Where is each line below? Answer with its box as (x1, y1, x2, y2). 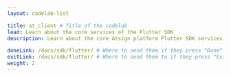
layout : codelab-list (7, 10, 69, 17)
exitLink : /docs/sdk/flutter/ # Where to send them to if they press (7, 54, 211, 61)
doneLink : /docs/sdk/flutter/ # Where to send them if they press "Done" (7, 47, 223, 55)
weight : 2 (7, 60, 36, 67)
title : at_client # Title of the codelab (7, 22, 128, 29)
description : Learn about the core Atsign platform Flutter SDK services (7, 35, 223, 42)
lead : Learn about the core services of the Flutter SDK (7, 29, 174, 35)
